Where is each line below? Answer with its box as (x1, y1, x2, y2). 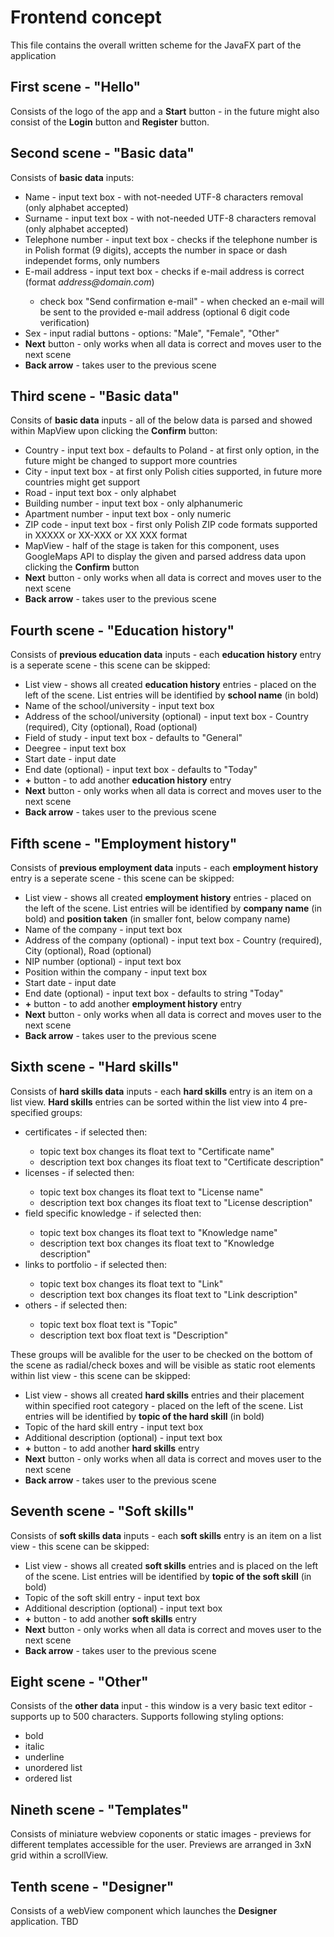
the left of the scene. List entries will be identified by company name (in (24, 902, 323, 914)
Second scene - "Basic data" (10, 145, 195, 162)
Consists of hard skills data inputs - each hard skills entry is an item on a (10, 1085, 313, 1097)
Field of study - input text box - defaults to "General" (24, 732, 243, 744)
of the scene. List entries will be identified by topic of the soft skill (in (24, 1570, 312, 1582)
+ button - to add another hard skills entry (24, 1442, 200, 1454)
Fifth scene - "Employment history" (10, 835, 238, 852)
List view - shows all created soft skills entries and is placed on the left (24, 1559, 319, 1571)
